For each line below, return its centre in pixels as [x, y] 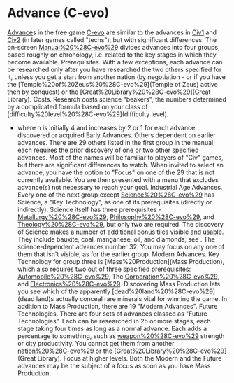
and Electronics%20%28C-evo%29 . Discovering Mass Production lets [119, 284]
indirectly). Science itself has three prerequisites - [89, 209]
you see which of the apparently [64, 291]
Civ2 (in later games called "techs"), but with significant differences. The [112, 39]
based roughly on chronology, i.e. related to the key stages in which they [112, 55]
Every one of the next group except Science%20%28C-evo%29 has [116, 195]
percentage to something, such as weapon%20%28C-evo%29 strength [121, 336]
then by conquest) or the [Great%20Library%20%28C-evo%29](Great [109, 92]
